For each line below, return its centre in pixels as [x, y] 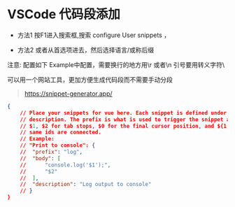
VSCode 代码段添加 [64, 14]
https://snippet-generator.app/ [69, 93]
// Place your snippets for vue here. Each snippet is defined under [123, 113]
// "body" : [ [40, 158]
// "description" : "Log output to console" [86, 185]
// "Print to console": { [58, 145]
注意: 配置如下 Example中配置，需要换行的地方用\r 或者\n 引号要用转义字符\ [116, 64]
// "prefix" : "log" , [51, 152]
